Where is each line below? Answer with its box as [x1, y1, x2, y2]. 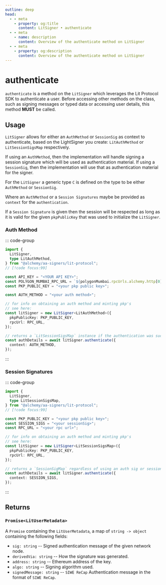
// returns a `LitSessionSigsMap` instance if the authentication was [5, 333, 154, 338]
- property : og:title [14, 21, 58, 26]
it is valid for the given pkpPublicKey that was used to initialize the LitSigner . [5, 214, 161, 220]
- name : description [14, 35, 56, 40]
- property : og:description [14, 48, 72, 53]
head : [5, 12, 16, 17]
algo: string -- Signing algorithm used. [12, 564, 94, 570]
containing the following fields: [5, 533, 68, 539]
